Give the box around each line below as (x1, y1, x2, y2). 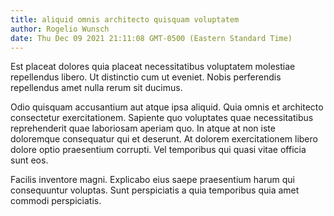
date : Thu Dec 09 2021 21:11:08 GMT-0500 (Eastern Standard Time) (10, 33, 293, 43)
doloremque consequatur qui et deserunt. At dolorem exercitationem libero (10, 133, 318, 145)
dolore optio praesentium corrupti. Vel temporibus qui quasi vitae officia (10, 144, 307, 156)
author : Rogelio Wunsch (10, 24, 110, 34)
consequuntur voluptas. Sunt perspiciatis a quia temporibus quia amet (10, 184, 300, 196)
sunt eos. (10, 154, 49, 166)
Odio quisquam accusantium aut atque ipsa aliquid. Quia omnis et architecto (10, 101, 324, 113)
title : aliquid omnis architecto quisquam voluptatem (10, 14, 240, 25)
